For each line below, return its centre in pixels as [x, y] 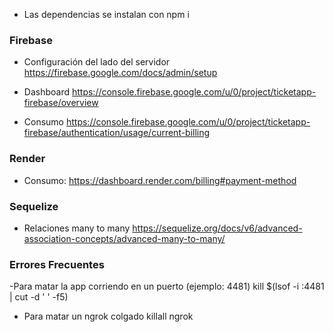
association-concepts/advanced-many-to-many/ [124, 238]
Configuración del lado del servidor [97, 62]
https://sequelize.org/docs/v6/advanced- [217, 228]
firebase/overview [61, 103]
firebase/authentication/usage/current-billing [117, 133]
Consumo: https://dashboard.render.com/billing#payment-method [160, 180]
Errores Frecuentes [57, 264]
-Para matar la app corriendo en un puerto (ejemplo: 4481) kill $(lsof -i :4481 [167, 286]
